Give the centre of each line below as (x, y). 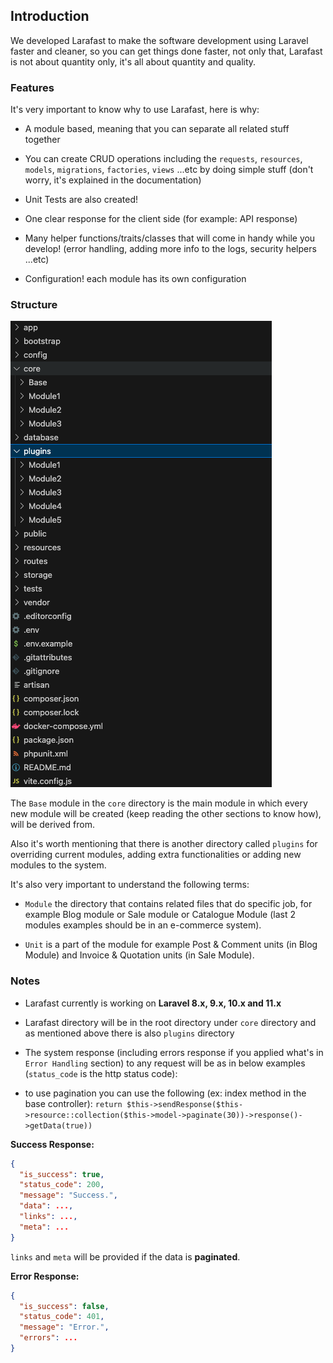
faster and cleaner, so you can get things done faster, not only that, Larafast (166, 51)
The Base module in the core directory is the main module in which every (159, 803)
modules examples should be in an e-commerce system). (143, 925)
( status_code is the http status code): (101, 1073)
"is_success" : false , (64, 1306)
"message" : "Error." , (64, 1327)
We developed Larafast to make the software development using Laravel (159, 40)
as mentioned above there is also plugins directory (129, 1033)
